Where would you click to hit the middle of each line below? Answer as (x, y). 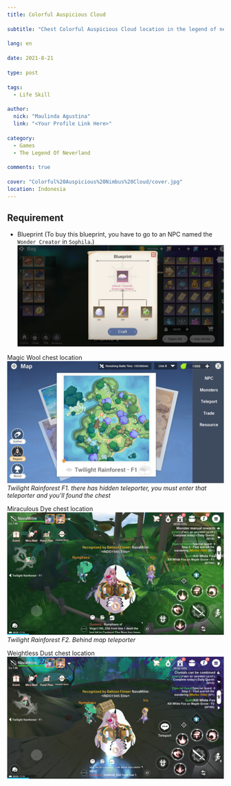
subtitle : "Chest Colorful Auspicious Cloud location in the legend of (112, 29)
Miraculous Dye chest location (50, 509)
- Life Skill (32, 94)
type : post (23, 72)
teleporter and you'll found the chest (59, 496)
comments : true (29, 168)
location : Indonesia (37, 189)
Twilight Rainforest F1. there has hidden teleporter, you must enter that (107, 488)
